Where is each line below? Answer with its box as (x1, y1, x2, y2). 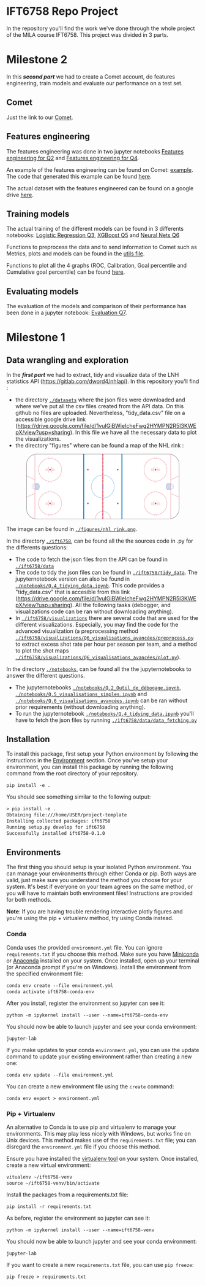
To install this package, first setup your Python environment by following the (6, 750, 198, 757)
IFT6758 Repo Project (6, 4, 118, 18)
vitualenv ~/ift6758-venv (6, 1174, 72, 1180)
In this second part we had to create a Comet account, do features (6, 72, 176, 80)
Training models (6, 209, 70, 219)
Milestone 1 (6, 330, 65, 344)
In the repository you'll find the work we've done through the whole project (6, 25, 195, 32)
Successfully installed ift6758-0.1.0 (6, 831, 105, 837)
